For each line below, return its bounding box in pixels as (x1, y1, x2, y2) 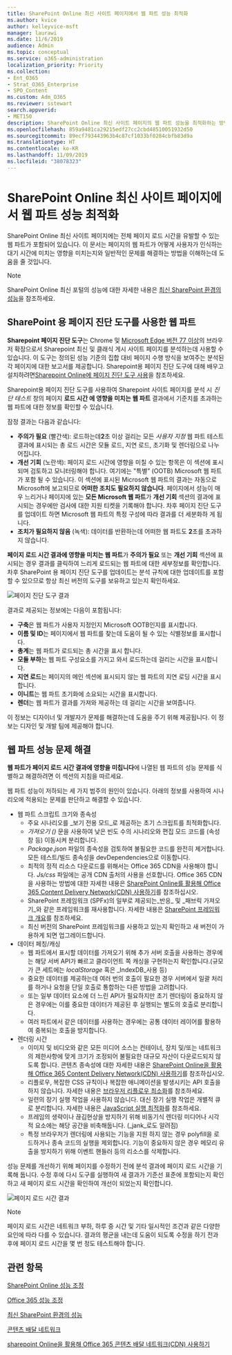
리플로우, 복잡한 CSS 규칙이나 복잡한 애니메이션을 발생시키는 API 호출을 (27, 1078, 221, 1087)
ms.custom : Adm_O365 (7, 94, 67, 101)
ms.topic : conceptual (7, 49, 70, 56)
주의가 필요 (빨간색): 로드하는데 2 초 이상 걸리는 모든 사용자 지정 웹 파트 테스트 (17, 432, 224, 440)
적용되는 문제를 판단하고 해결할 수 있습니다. (25, 795, 142, 804)
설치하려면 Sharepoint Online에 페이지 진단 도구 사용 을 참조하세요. (7, 371, 185, 379)
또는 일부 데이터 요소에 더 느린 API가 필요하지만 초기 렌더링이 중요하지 (27, 992, 216, 1000)
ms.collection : (7, 68, 51, 75)
